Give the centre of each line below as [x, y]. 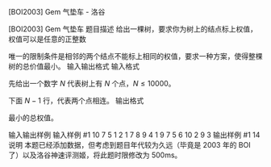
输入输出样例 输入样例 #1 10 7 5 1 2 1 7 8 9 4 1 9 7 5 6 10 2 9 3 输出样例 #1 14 [134, 135]
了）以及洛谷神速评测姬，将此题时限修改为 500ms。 [95, 155]
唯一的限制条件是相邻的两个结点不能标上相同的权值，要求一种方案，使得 [128, 56]
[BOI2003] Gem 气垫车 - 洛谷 [57, 12]
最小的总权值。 [33, 118]
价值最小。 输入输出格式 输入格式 [84, 66]
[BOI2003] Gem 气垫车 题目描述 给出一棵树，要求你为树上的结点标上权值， [133, 29]
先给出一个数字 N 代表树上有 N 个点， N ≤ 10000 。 [92, 83]
